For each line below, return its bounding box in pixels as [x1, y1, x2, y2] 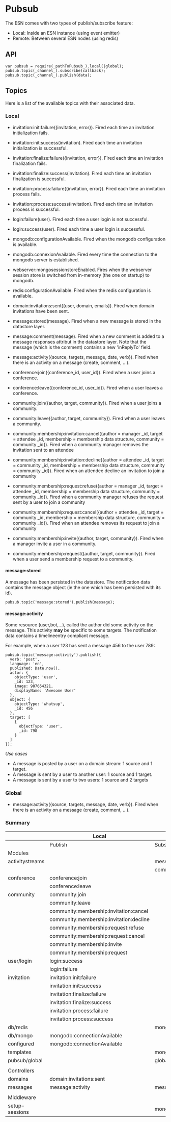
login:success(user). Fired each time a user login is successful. [12, 226, 145, 232]
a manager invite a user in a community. [12, 541, 97, 547]
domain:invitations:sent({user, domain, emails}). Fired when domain [12, 302, 154, 309]
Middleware [8, 1093, 36, 1101]
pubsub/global [8, 1057, 43, 1064]
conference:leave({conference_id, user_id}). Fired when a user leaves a [12, 384, 163, 391]
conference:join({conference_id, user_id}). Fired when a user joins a [12, 369, 156, 375]
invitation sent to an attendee [12, 447, 74, 453]
